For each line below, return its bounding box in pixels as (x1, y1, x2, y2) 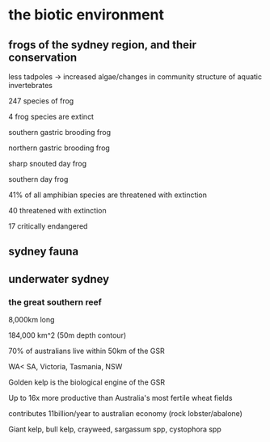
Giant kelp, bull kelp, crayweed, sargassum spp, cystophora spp (8, 424, 222, 434)
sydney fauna (8, 245, 79, 259)
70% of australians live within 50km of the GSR (8, 346, 165, 356)
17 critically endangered (8, 221, 88, 231)
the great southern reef (8, 297, 103, 308)
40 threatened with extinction (8, 206, 107, 215)
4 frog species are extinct (8, 112, 95, 121)
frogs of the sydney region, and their (8, 38, 196, 52)
